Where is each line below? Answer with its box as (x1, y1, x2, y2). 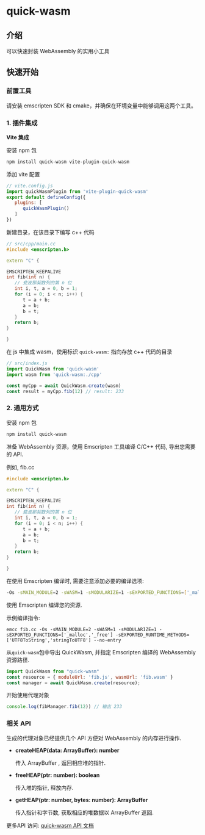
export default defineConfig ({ (6, 194, 86, 200)
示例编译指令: (6, 614, 41, 621)
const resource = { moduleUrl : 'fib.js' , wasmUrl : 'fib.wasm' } (6, 674, 173, 680)
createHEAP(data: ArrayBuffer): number (15, 746, 120, 754)
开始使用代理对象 (6, 692, 49, 699)
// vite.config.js (6, 183, 53, 189)
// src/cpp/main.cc (6, 240, 56, 247)
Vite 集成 (6, 133, 29, 141)
